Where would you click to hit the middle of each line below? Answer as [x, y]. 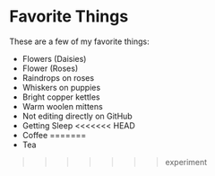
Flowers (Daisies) [54, 58]
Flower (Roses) [50, 68]
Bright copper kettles [61, 97]
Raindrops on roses [58, 77]
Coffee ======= [54, 135]
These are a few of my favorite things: [79, 41]
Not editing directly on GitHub [77, 116]
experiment [186, 162]
